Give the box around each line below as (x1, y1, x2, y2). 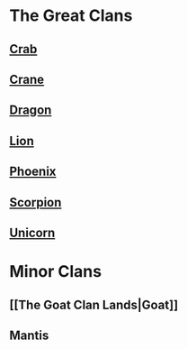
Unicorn (9, 225, 56, 240)
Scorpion (9, 195, 62, 210)
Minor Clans (9, 262, 102, 282)
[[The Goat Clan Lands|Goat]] (9, 297, 179, 312)
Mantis (9, 327, 49, 343)
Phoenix (9, 164, 57, 179)
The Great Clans (9, 5, 133, 26)
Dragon (9, 103, 52, 118)
